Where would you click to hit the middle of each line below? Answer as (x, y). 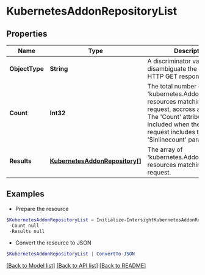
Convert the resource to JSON (53, 243)
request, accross (171, 109)
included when (169, 124)
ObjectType (27, 69)
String (59, 69)
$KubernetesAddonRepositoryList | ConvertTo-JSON (71, 254)
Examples (25, 194)
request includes (171, 132)
